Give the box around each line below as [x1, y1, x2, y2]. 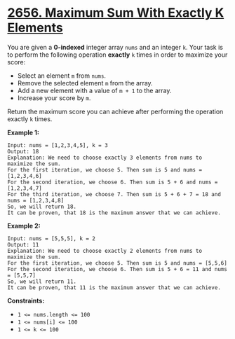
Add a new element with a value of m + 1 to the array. [17, 86, 172, 95]
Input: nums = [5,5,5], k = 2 [7, 235, 96, 242]
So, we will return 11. [7, 278, 77, 285]
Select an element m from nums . [17, 71, 107, 80]
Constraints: [7, 296, 45, 305]
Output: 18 [7, 148, 39, 155]
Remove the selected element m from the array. [17, 78, 153, 87]
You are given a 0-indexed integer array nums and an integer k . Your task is [7, 43, 223, 51]
